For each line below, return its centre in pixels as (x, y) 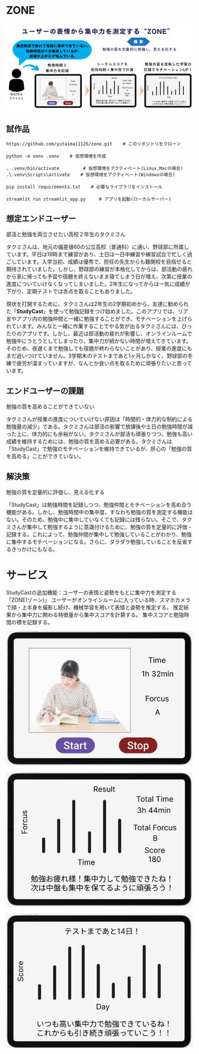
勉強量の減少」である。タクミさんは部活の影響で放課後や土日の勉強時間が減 (99, 426)
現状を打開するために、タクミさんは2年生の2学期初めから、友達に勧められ (97, 304)
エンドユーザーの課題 (45, 391)
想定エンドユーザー (41, 219)
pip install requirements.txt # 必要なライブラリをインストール (84, 187)
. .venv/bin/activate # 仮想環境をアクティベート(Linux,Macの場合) (95, 169)
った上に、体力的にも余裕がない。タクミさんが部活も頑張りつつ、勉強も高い (99, 434)
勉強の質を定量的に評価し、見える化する (55, 492)
